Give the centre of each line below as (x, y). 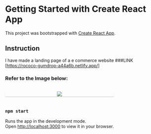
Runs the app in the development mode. (46, 121)
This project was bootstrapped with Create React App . (60, 33)
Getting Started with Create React (76, 9)
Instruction (22, 48)
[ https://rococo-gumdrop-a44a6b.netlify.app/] (52, 65)
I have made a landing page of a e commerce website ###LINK (69, 60)
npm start (17, 111)
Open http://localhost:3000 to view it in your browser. (60, 127)
